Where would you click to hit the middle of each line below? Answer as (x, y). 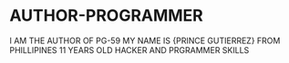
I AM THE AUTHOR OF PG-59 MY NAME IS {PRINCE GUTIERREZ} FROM (145, 40)
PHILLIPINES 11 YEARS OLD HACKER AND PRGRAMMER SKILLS (129, 49)
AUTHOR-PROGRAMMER (106, 16)
